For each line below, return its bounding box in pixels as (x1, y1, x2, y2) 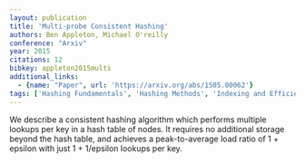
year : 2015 (9, 47, 51, 56)
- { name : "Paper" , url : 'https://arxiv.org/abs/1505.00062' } (17, 81, 254, 90)
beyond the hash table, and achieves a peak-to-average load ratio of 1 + (9, 133, 280, 144)
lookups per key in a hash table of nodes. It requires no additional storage (9, 123, 285, 134)
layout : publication (9, 13, 88, 23)
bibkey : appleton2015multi (9, 64, 112, 73)
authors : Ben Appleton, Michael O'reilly (9, 30, 169, 39)
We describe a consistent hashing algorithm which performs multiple (9, 114, 267, 125)
